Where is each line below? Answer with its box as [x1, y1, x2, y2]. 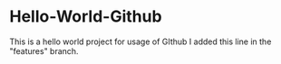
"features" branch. [9, 45, 79, 56]
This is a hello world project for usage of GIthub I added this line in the [9, 36, 272, 47]
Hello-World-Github [9, 6, 162, 27]
